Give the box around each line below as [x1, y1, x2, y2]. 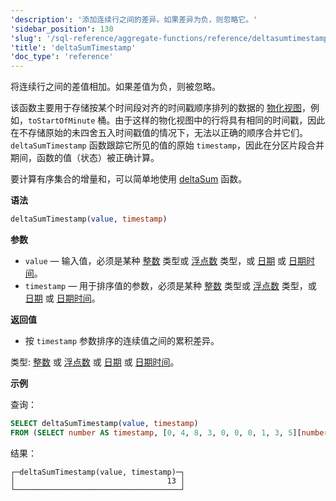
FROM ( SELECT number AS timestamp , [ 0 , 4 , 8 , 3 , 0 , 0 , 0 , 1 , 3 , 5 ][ [10, 427, 302, 438]
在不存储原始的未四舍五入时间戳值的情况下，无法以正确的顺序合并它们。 [10, 127, 308, 139]
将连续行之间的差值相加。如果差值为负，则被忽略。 [10, 81, 221, 93]
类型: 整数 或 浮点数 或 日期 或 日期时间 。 [10, 356, 180, 368]
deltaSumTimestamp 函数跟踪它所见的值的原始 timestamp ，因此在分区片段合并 [10, 139, 325, 151]
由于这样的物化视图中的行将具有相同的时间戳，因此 [114, 114, 326, 126]
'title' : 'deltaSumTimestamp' [10, 42, 137, 53]
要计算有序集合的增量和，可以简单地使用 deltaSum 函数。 [10, 173, 248, 185]
